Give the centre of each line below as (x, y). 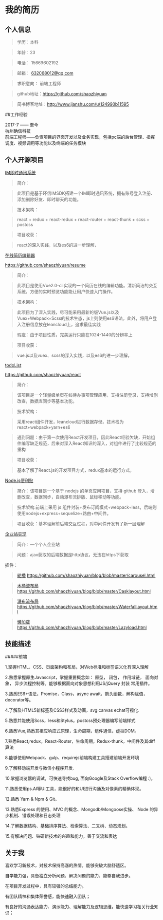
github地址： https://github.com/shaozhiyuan (62, 94)
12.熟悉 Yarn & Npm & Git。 (32, 799)
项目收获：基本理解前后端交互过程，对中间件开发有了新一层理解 (81, 523)
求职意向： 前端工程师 (39, 83)
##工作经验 (16, 114)
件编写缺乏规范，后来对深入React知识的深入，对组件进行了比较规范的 (87, 443)
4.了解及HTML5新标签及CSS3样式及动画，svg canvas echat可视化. (72, 710)
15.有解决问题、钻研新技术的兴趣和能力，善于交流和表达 (61, 836)
